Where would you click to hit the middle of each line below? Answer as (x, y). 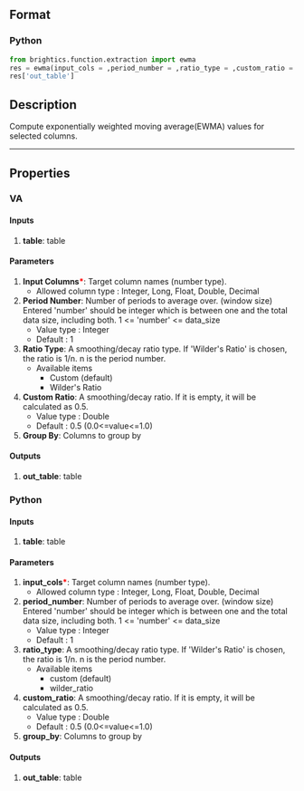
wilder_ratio (71, 689)
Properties (40, 173)
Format (30, 15)
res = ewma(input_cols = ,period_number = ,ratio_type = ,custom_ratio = (152, 68)
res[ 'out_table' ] (42, 76)
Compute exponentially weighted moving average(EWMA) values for (137, 127)
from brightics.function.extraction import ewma (103, 59)
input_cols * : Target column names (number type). (116, 583)
